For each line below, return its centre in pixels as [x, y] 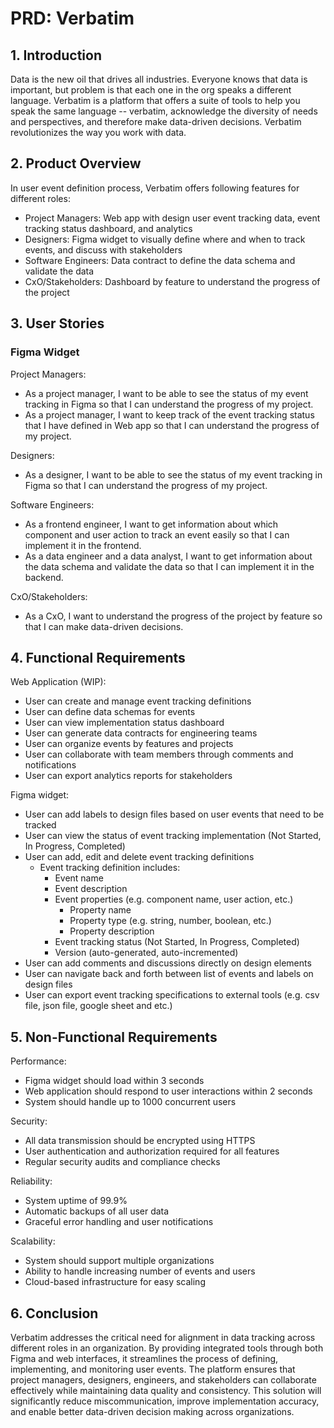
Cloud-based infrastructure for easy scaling [115, 1282]
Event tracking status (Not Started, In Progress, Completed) [177, 942]
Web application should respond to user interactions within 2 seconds [168, 1091]
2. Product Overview [76, 163]
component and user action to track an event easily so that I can [157, 534]
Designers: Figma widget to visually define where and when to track [165, 239]
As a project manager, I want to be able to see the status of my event [166, 393]
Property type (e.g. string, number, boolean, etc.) [170, 921]
